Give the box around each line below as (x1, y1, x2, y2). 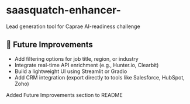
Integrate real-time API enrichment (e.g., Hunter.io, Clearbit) (14, 61, 159, 68)
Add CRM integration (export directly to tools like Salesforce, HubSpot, (14, 74, 185, 81)
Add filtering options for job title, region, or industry (14, 55, 139, 62)
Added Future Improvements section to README (6, 91, 123, 98)
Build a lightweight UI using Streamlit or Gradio (14, 68, 127, 75)
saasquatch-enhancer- (6, 4, 122, 17)
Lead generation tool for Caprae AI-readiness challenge (6, 23, 140, 30)
